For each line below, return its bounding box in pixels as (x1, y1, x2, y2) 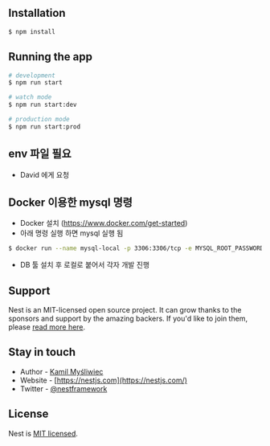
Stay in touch (8, 346, 76, 359)
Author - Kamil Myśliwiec (19, 366, 104, 376)
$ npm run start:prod (8, 122, 81, 131)
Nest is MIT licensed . (8, 428, 79, 438)
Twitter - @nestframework (19, 383, 108, 393)
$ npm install (8, 27, 56, 35)
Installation (8, 6, 66, 20)
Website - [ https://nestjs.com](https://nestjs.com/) (19, 375, 187, 385)
